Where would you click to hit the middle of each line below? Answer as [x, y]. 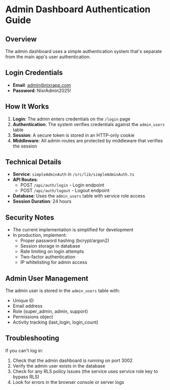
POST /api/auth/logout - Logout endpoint [65, 190]
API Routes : [25, 180]
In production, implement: [40, 235]
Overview [21, 39]
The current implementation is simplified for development [73, 230]
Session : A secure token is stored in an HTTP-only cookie [74, 135]
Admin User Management [47, 278]
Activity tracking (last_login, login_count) [55, 322]
